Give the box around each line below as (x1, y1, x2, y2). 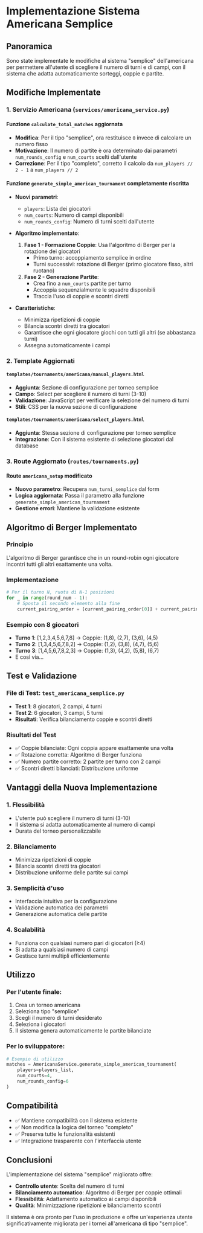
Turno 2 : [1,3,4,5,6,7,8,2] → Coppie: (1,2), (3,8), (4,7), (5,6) (14, 640, 159, 647)
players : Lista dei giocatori (24, 205, 91, 212)
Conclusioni (6, 1155, 53, 1165)
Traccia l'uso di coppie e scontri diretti (33, 292, 129, 299)
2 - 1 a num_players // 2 (14, 166, 79, 173)
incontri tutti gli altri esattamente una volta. (6, 560, 113, 568)
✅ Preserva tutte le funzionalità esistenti (14, 1130, 115, 1138)
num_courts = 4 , (17, 1073, 53, 1079)
